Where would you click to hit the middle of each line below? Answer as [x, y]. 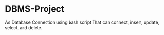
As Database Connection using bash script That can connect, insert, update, [82, 22]
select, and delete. [24, 27]
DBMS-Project [35, 9]
